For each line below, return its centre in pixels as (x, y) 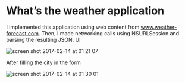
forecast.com (23, 33)
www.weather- (159, 27)
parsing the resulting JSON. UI (43, 39)
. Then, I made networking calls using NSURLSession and (109, 33)
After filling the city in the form (44, 62)
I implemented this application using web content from (73, 27)
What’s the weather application (85, 11)
